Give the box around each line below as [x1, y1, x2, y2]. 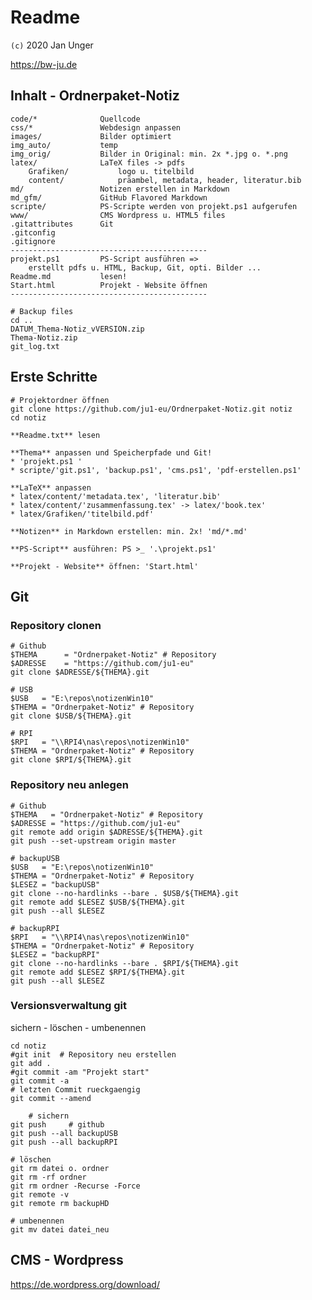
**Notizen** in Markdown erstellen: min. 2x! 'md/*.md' [10, 526, 248, 536]
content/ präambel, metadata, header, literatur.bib [28, 175, 302, 185]
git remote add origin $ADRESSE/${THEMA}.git [10, 827, 203, 837]
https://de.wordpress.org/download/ [10, 1278, 160, 1290]
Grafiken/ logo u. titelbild [28, 166, 195, 176]
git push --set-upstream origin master [10, 836, 177, 846]
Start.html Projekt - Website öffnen [10, 280, 208, 290]
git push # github [10, 1119, 105, 1130]
